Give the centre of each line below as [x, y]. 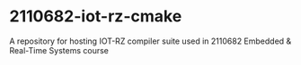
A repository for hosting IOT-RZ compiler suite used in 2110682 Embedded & [150, 41]
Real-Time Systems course [59, 50]
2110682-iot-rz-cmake [96, 16]
